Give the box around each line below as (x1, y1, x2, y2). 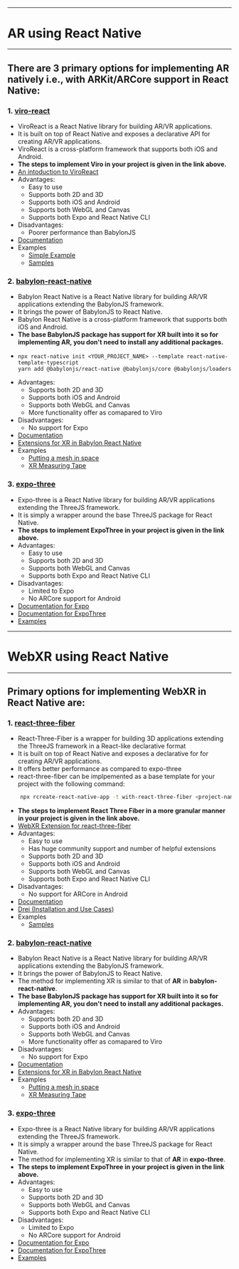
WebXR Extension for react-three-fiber (17, 822, 132, 830)
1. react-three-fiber (7, 718, 75, 728)
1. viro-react (7, 106, 51, 116)
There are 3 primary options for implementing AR (7, 62, 230, 74)
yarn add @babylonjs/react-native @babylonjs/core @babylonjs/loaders (17, 365, 232, 373)
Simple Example (28, 251, 76, 260)
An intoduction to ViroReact (17, 168, 99, 176)
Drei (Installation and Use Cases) (17, 905, 115, 914)
